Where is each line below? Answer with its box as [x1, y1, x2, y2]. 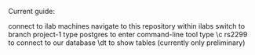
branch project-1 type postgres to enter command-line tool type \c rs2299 [8, 30, 248, 39]
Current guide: [8, 7, 56, 15]
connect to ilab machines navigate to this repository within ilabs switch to [8, 22, 246, 30]
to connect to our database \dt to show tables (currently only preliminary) [8, 38, 246, 47]
